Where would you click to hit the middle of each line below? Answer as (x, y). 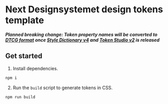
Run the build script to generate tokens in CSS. (62, 88)
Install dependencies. (35, 68)
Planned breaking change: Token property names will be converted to (81, 34)
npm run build (20, 97)
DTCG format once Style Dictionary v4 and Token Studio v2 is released (82, 40)
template (25, 20)
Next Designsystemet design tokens (84, 9)
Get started (24, 56)
